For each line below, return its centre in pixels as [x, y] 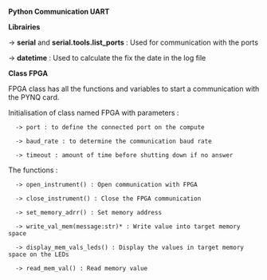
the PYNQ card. [34, 97]
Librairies [24, 27]
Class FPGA [28, 73]
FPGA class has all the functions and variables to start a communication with [134, 89]
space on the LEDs [39, 254]
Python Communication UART [59, 12]
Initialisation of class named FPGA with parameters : [94, 112]
